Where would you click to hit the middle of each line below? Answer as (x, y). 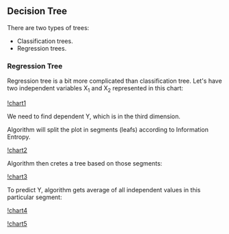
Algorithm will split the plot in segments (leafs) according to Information (108, 129)
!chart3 (17, 177)
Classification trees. (45, 41)
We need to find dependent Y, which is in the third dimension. (94, 116)
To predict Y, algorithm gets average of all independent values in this (104, 190)
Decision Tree (37, 11)
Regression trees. (42, 48)
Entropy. (19, 137)
